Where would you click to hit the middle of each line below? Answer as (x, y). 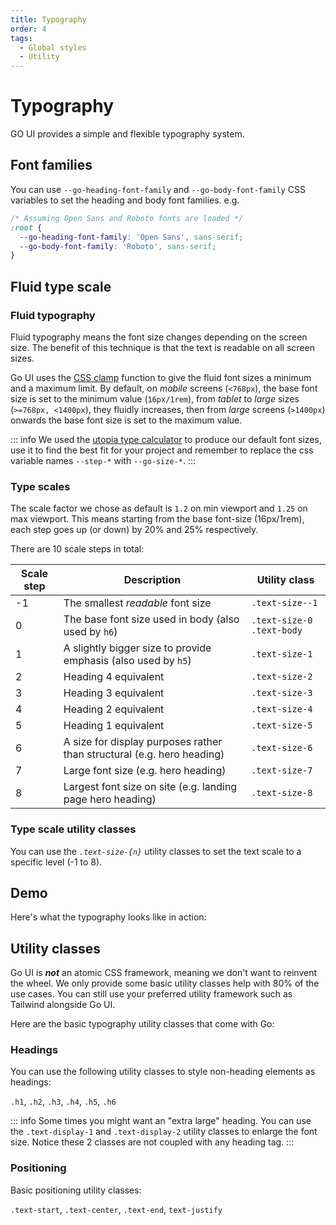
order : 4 (28, 29)
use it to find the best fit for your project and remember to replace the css (162, 450)
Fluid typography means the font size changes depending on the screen (159, 337)
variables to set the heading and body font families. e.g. (125, 200)
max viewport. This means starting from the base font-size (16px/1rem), (157, 519)
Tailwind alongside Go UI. (63, 1005)
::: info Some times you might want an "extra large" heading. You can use (161, 1121)
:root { (26, 227)
